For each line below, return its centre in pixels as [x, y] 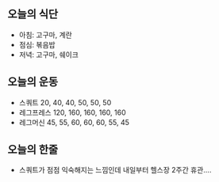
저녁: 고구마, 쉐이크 [48, 55]
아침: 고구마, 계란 [45, 35]
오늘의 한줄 [33, 150]
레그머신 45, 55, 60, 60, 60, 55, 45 [74, 122]
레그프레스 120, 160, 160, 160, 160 [72, 112]
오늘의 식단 [33, 14]
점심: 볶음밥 [37, 44]
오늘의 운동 [33, 82]
